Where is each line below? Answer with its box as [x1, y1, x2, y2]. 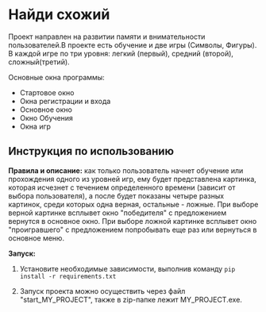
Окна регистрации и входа [19, 96, 111, 106]
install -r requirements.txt [19, 272, 117, 280]
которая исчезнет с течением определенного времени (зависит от [8, 183, 236, 192]
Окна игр [19, 121, 52, 131]
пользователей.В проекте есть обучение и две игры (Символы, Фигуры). [8, 40, 257, 49]
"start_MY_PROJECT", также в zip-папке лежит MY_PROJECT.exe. [19, 295, 242, 304]
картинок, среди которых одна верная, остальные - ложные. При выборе [8, 199, 259, 209]
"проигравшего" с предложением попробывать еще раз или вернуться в [8, 225, 257, 234]
